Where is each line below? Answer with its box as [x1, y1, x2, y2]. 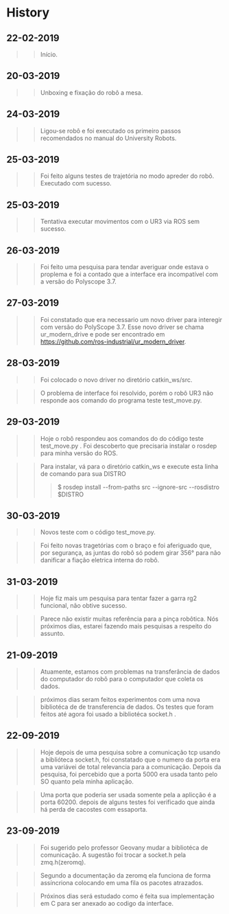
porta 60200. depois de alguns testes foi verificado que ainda [40, 798, 215, 806]
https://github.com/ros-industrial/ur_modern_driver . [40, 337, 186, 345]
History [6, 5, 50, 21]
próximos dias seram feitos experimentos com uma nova [40, 695, 200, 703]
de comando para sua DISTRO [40, 469, 126, 478]
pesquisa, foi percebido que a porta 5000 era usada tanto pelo [40, 770, 218, 778]
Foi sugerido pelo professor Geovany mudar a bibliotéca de [40, 843, 208, 852]
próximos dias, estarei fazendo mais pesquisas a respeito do [40, 622, 212, 630]
